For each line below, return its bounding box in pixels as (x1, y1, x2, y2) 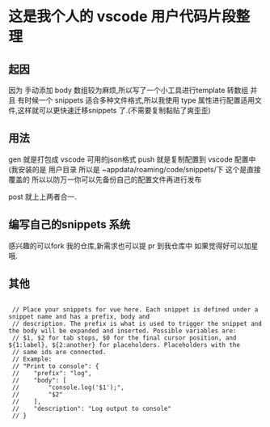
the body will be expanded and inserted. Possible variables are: (8, 327, 237, 336)
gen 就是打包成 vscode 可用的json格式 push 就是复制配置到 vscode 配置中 (8, 154, 256, 164)
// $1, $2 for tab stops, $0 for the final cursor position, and (11, 334, 237, 342)
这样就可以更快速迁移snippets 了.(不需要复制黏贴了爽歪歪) (17, 106, 212, 115)
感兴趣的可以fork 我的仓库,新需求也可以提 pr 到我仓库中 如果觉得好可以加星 (8, 240, 259, 251)
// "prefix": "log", (11, 370, 92, 378)
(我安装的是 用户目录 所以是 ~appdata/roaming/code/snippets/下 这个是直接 (8, 164, 261, 174)
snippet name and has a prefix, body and (8, 313, 150, 321)
